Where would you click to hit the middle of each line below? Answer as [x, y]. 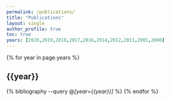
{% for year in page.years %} [43, 57]
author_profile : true [34, 29]
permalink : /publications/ [41, 12]
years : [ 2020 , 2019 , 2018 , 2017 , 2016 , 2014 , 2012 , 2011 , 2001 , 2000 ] [86, 40]
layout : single [26, 23]
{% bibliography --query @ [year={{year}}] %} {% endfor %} [83, 91]
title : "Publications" [35, 18]
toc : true [19, 35]
